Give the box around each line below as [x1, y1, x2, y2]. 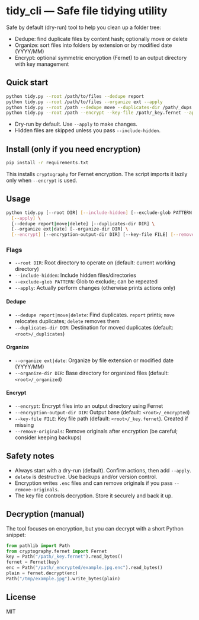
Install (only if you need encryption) [6, 144, 141, 154]
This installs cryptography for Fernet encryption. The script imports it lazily [6, 170, 188, 177]
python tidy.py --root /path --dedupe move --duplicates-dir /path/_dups [6, 104, 192, 110]
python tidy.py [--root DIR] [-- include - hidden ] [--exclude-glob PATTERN [6, 209, 192, 216]
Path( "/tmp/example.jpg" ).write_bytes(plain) [6, 576, 120, 581]
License [6, 592, 36, 602]
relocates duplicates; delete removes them [14, 317, 120, 324]
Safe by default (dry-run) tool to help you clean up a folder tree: [6, 24, 162, 31]
